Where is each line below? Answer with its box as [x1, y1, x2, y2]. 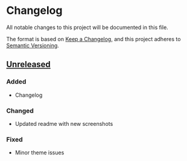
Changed [6, 107, 34, 115]
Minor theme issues [14, 149, 65, 156]
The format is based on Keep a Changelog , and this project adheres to [6, 35, 181, 42]
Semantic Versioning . [6, 42, 59, 49]
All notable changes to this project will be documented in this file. [6, 24, 169, 31]
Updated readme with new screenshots [14, 120, 113, 127]
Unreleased [6, 59, 51, 70]
